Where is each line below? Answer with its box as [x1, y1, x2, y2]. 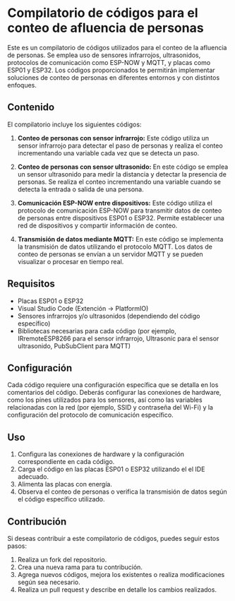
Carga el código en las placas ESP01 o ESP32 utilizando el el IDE [17, 465, 205, 474]
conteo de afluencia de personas [7, 20, 204, 36]
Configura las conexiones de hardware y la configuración [17, 450, 185, 458]
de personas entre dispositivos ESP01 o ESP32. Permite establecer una [17, 213, 224, 222]
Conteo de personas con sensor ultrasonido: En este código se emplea [17, 162, 229, 171]
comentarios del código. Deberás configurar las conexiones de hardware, [7, 388, 222, 397]
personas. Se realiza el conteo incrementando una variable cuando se [17, 177, 221, 186]
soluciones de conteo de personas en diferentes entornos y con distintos [7, 73, 220, 82]
